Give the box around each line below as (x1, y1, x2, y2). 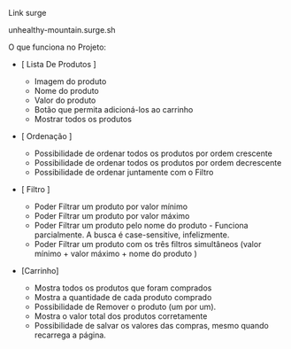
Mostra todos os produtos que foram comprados (34, 283, 212, 293)
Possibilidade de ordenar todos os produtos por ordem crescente (34, 148, 273, 159)
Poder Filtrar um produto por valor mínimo (34, 201, 188, 212)
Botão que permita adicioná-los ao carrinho (34, 105, 194, 114)
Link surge (8, 8, 47, 18)
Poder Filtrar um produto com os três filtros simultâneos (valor (34, 239, 262, 249)
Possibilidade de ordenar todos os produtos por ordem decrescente (34, 158, 282, 167)
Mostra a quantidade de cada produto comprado (34, 292, 212, 302)
